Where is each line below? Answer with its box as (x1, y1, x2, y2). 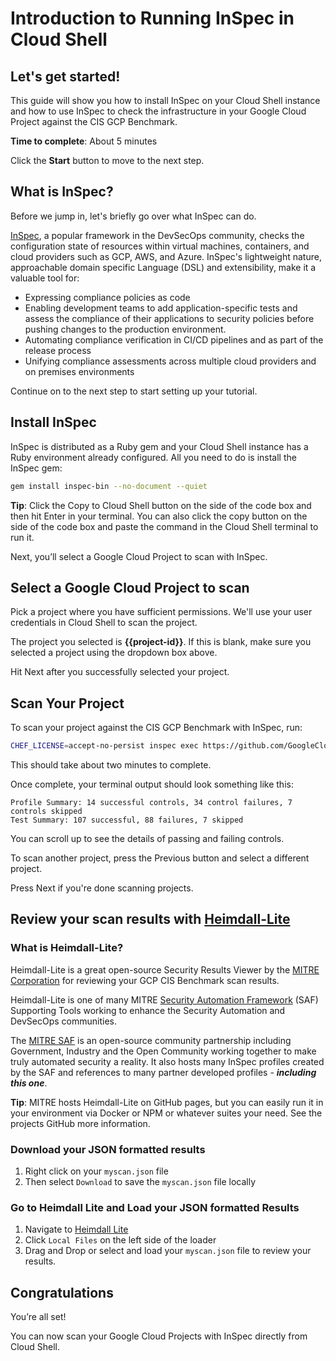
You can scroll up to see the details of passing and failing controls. (10, 833, 285, 844)
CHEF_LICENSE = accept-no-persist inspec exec (10, 741, 199, 751)
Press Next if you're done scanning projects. (10, 882, 194, 894)
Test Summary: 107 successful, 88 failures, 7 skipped (10, 815, 244, 825)
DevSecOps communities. (10, 1015, 118, 1027)
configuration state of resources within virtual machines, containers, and (10, 240, 310, 252)
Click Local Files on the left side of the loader (24, 1234, 217, 1246)
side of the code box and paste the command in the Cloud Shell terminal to (10, 520, 319, 532)
